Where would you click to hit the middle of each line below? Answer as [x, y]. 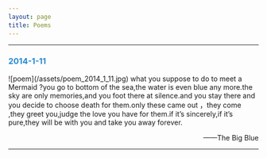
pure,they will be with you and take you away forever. [95, 122]
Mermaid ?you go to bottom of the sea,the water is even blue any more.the [130, 87]
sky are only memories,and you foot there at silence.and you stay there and [132, 95]
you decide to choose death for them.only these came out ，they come [125, 105]
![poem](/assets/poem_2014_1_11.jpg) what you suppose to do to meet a [125, 79]
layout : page [30, 17]
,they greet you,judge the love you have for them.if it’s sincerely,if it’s [120, 114]
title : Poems [30, 25]
